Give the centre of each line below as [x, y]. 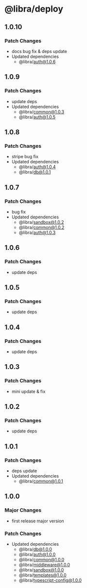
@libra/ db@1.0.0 [35, 549]
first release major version [38, 521]
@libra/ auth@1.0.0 [37, 554]
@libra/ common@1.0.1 [41, 481]
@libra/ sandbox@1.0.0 [41, 570]
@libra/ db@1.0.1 [35, 172]
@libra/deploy [34, 9]
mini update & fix [28, 391]
